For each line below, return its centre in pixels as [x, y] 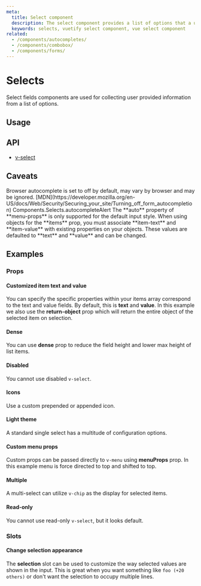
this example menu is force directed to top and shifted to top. [81, 467]
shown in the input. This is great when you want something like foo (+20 [95, 570]
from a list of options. [32, 103]
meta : [13, 12]
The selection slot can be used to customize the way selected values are [96, 563]
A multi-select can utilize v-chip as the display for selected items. [87, 494]
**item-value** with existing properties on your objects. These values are [97, 229]
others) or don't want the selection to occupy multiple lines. [80, 576]
